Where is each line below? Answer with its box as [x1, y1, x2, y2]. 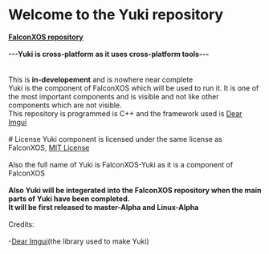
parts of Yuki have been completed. [8, 194, 130, 204]
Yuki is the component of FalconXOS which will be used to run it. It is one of [8, 83, 259, 93]
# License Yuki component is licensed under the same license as [8, 134, 223, 143]
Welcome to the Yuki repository [8, 6, 223, 24]
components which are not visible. [8, 100, 122, 110]
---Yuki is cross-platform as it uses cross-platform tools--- [8, 49, 210, 58]
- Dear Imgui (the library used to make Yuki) [8, 236, 150, 246]
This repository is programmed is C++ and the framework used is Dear [8, 108, 243, 118]
